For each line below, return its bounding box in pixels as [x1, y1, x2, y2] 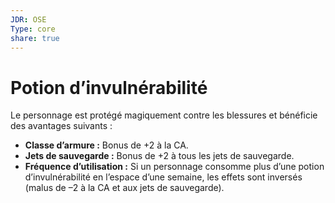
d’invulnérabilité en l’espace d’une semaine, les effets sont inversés [24, 171, 303, 183]
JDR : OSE [10, 14, 47, 25]
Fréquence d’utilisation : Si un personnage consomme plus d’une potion [24, 161, 325, 173]
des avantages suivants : [10, 120, 113, 132]
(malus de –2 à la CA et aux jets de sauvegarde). [24, 182, 225, 194]
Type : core [10, 24, 56, 34]
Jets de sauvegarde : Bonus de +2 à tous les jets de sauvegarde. [24, 150, 295, 162]
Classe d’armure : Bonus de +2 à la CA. [24, 139, 189, 151]
